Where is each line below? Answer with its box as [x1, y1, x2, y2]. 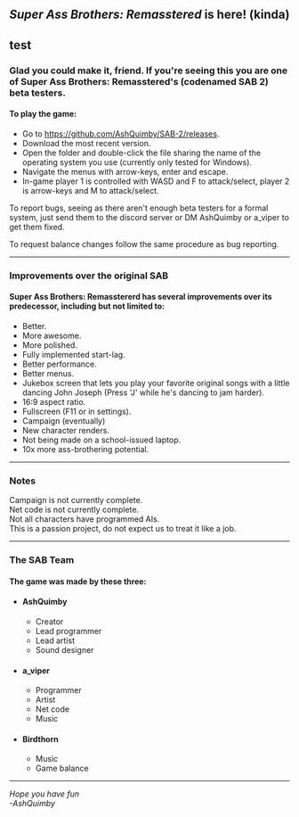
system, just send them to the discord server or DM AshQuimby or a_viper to [9, 211, 289, 222]
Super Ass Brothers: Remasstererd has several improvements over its [9, 292, 273, 302]
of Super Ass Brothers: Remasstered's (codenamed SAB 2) [9, 75, 269, 87]
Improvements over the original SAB [9, 269, 169, 282]
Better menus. [21, 368, 74, 379]
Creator [35, 616, 64, 627]
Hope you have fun [9, 788, 80, 799]
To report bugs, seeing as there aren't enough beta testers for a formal [9, 202, 269, 213]
